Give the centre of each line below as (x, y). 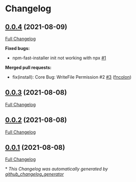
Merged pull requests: (28, 68)
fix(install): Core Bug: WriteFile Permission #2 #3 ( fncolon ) (72, 77)
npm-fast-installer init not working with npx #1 (59, 58)
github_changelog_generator (35, 174)
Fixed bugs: (18, 48)
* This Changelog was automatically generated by (57, 169)
